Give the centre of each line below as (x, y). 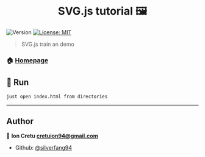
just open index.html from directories (57, 97)
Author (20, 121)
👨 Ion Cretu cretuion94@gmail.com (52, 136)
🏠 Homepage (27, 60)
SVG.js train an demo (48, 44)
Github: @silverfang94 (43, 148)
